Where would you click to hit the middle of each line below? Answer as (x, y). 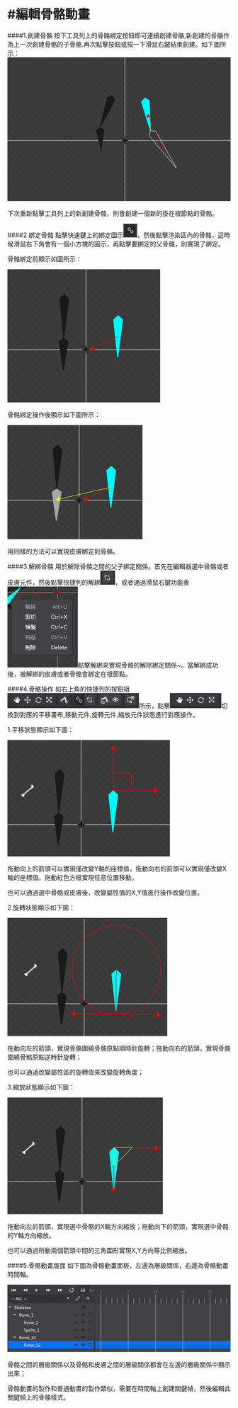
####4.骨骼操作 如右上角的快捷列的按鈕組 (69, 689)
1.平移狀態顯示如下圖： (41, 730)
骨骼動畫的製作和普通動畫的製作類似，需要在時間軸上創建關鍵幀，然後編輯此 (119, 1388)
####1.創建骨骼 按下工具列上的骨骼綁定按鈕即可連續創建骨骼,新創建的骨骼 (115, 35)
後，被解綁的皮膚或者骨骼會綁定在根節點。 (69, 674)
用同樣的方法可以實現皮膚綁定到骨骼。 (63, 551)
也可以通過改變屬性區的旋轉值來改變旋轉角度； (75, 1072)
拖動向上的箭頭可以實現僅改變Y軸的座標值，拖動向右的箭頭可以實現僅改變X (117, 869)
